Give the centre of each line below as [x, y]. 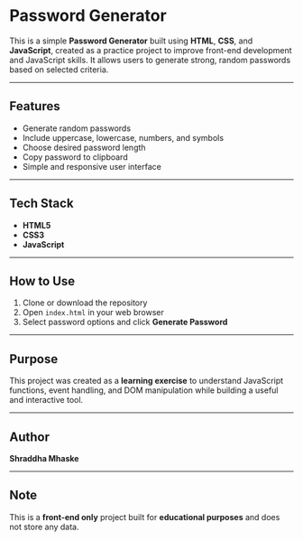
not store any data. [44, 527]
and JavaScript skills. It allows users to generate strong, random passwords [150, 60]
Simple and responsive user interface [92, 166]
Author [29, 437]
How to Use [42, 281]
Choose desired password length [84, 147]
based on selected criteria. [59, 70]
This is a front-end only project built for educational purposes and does [145, 517]
